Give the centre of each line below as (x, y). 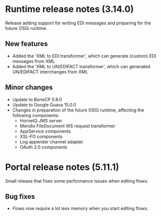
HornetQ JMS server (41, 120)
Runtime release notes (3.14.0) (70, 9)
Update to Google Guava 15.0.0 (44, 105)
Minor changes (29, 87)
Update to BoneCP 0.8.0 (37, 99)
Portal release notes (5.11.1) (62, 167)
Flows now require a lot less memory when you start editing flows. (80, 209)
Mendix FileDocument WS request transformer (67, 126)
